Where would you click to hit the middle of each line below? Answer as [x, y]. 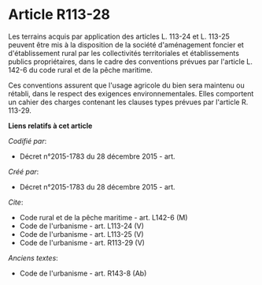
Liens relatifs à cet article [50, 126]
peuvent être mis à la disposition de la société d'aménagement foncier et [126, 44]
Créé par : [24, 171]
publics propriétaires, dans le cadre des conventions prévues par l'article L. [131, 62]
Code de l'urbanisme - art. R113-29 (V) [82, 242]
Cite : [16, 202]
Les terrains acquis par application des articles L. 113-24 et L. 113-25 [119, 36]
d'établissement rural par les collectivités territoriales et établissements [124, 53]
